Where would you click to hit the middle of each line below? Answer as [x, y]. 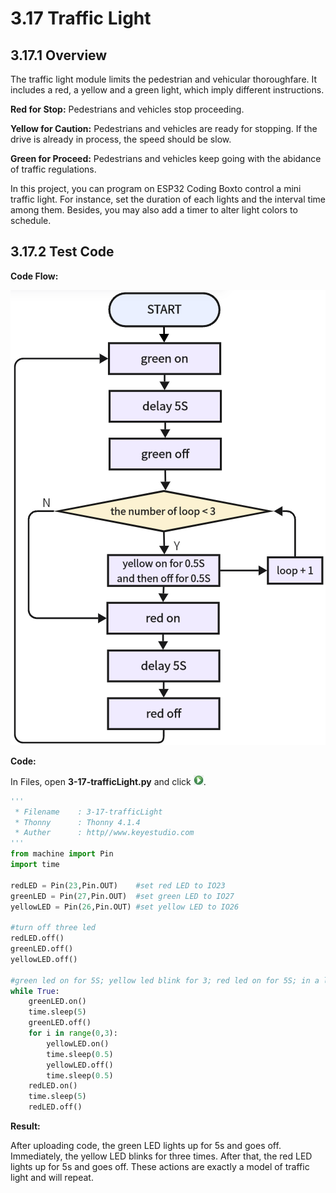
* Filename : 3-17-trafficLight [88, 812]
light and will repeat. [52, 1178]
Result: [25, 1126]
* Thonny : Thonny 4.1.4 [77, 822]
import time [35, 865]
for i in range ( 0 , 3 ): [73, 1033]
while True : [35, 991]
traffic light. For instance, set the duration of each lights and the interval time [168, 199]
